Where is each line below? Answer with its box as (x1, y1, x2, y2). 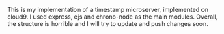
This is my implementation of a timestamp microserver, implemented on (7, 6, 209, 13)
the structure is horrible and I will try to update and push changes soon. (7, 20, 208, 27)
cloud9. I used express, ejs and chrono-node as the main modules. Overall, (7, 13, 219, 21)
